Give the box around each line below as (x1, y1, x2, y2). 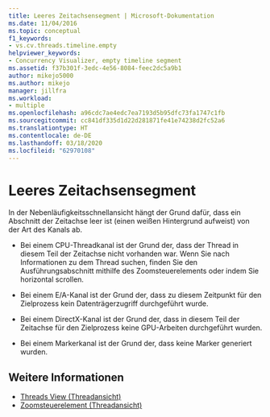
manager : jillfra (8, 86, 67, 95)
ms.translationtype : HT (8, 124, 89, 132)
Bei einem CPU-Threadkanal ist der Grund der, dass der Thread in (19, 241, 239, 250)
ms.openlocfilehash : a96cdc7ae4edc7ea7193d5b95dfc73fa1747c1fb (8, 109, 226, 118)
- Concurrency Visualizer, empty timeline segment (8, 57, 182, 65)
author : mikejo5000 (8, 72, 74, 80)
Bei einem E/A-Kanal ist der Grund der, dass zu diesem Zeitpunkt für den (19, 291, 262, 300)
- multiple (8, 101, 45, 109)
